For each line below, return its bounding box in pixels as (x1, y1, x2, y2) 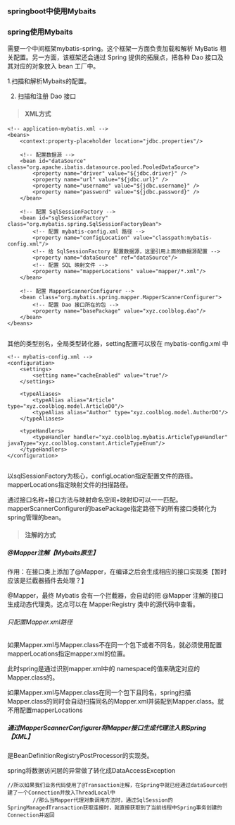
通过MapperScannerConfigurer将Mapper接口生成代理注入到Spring (7, 723, 206, 732)
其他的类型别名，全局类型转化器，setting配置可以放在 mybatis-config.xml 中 (7, 339, 229, 348)
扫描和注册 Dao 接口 (17, 92, 77, 100)
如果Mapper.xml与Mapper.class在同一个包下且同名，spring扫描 (7, 688, 191, 697)
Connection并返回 (7, 812, 55, 819)
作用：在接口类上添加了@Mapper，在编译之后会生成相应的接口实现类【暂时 (7, 567, 227, 576)
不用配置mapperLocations (7, 706, 83, 714)
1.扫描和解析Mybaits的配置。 (7, 77, 91, 85)
